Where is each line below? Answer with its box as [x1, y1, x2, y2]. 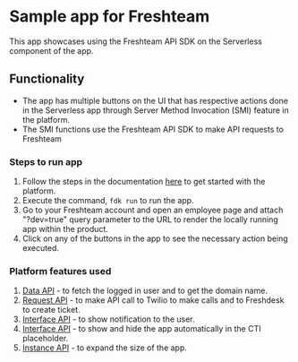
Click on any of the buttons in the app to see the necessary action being [21, 233, 288, 244]
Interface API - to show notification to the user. [21, 314, 195, 324]
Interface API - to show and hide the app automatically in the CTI [21, 323, 261, 334]
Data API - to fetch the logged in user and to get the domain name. [21, 285, 268, 297]
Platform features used [9, 264, 112, 277]
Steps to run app [9, 155, 83, 168]
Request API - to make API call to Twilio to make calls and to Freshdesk [21, 295, 285, 306]
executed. [21, 243, 60, 254]
